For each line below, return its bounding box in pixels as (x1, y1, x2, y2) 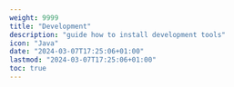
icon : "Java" (9, 38, 59, 48)
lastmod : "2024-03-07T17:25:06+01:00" (9, 55, 157, 64)
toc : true (9, 64, 47, 73)
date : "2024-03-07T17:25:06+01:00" (9, 47, 145, 56)
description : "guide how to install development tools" (9, 30, 226, 39)
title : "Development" (9, 22, 92, 31)
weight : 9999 (9, 13, 59, 23)
